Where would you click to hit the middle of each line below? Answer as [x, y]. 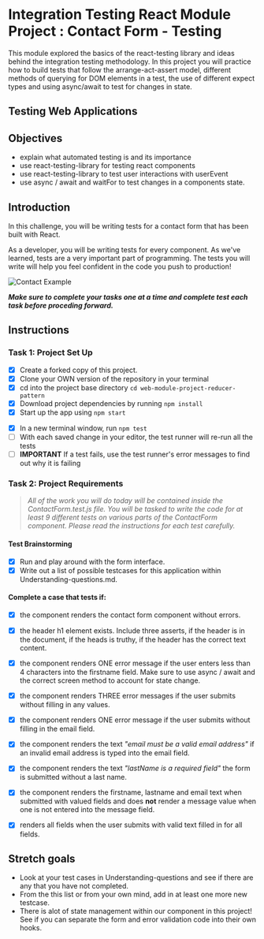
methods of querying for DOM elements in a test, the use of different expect [132, 78]
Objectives [35, 138]
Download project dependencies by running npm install [111, 403]
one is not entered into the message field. [87, 810]
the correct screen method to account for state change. [110, 680]
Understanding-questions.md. [69, 579]
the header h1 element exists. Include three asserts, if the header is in [132, 631]
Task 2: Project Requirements [66, 484]
